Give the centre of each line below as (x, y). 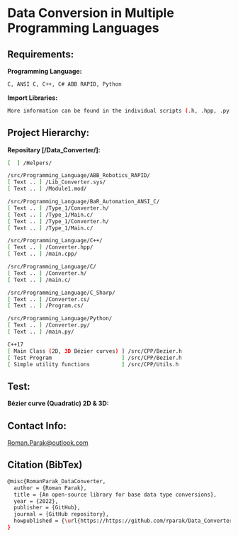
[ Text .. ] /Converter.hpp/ (50, 247)
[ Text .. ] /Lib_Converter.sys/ (57, 182)
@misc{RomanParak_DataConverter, (57, 481)
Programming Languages (83, 28)
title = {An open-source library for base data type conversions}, (115, 494)
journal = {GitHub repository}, (62, 514)
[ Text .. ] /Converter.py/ (49, 325)
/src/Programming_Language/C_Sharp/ (61, 293)
